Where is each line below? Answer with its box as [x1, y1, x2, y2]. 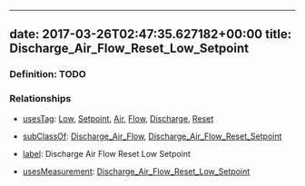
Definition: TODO [9, 68, 86, 81]
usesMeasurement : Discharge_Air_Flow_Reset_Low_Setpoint [22, 165, 251, 177]
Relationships [9, 93, 72, 105]
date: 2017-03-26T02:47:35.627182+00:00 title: [9, 26, 292, 42]
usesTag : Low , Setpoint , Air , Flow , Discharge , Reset [22, 113, 214, 123]
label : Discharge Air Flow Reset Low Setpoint [22, 148, 191, 159]
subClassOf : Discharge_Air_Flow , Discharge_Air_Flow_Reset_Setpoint [22, 131, 282, 142]
